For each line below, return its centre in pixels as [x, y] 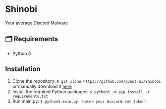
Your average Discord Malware [37, 23]
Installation [23, 69]
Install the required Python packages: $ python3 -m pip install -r [81, 91]
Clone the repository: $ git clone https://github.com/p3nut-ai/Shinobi [86, 81]
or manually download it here [42, 86]
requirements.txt [30, 96]
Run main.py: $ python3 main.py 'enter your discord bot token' [80, 101]
